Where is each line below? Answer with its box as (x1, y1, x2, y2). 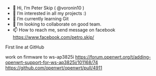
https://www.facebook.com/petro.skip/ (12, 34, 95, 40)
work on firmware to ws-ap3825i (5, 54, 75, 60)
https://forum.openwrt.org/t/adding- (75, 54, 151, 60)
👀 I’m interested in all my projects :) (12, 10, 86, 16)
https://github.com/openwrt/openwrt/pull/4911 (5, 65, 103, 71)
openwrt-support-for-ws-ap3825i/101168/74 (5, 59, 98, 65)
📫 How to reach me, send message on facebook (12, 27, 116, 33)
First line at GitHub (5, 44, 45, 50)
